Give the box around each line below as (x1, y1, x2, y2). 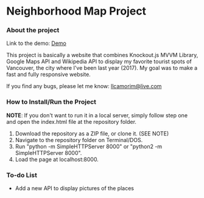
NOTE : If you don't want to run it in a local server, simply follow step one (6, 111, 188, 119)
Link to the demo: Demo (6, 39, 67, 47)
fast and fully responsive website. (6, 71, 91, 78)
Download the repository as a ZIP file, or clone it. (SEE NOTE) (15, 129, 169, 137)
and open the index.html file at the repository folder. (6, 118, 137, 125)
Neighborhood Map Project (6, 4, 147, 18)
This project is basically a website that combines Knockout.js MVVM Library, (6, 52, 199, 59)
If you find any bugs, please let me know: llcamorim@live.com (6, 83, 162, 90)
